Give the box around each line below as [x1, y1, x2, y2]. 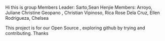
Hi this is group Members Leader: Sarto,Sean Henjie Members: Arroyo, [5, 5, 153, 10]
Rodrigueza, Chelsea [5, 15, 49, 21]
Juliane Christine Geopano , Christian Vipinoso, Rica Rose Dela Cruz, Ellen [5, 10, 160, 16]
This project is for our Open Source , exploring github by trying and [5, 25, 145, 31]
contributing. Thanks [5, 30, 49, 36]
